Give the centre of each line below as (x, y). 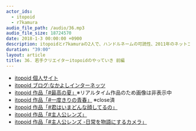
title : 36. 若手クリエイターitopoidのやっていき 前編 (66, 60)
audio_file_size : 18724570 (39, 33)
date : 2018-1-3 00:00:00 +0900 (44, 39)
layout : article (26, 55)
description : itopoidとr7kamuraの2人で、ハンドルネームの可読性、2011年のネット (97, 44)
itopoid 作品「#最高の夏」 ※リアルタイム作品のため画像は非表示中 (93, 92)
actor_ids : (19, 11)
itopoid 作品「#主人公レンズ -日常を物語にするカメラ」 (80, 122)
